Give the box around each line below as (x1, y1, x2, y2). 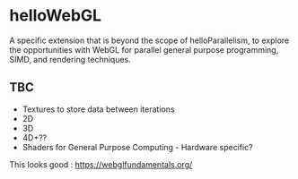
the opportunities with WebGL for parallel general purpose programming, (9, 44, 279, 55)
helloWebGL (9, 5, 101, 26)
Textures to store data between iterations (22, 104, 175, 115)
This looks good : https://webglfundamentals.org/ (9, 158, 193, 170)
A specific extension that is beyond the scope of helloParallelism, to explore (9, 35, 290, 46)
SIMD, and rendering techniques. (9, 54, 132, 64)
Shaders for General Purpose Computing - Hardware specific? (22, 141, 253, 152)
